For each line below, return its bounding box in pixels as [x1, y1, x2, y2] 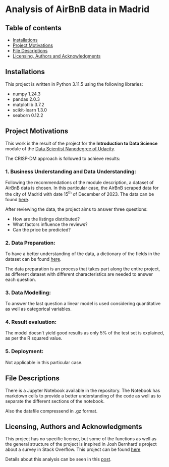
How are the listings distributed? [12, 216, 80, 222]
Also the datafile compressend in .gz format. [5, 407, 98, 414]
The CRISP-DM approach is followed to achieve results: [5, 155, 121, 161]
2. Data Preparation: [5, 239, 55, 246]
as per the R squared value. [5, 335, 63, 341]
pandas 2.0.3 [12, 96, 40, 102]
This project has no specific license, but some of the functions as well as [5, 436, 157, 442]
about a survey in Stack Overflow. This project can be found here [5, 446, 141, 452]
